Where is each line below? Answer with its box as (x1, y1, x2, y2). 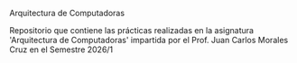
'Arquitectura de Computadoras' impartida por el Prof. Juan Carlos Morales (9, 35, 289, 45)
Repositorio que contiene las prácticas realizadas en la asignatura (9, 25, 255, 35)
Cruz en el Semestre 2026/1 (9, 44, 114, 55)
